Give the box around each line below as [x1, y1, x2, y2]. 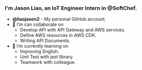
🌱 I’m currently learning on [12, 43, 69, 49]
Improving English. [19, 48, 59, 55]
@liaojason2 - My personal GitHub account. [12, 16, 106, 22]
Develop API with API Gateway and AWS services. [19, 27, 126, 33]
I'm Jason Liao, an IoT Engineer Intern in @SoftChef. [5, 5, 137, 12]
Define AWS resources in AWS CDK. [19, 32, 97, 39]
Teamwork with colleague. [19, 59, 76, 65]
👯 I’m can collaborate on [12, 21, 64, 27]
